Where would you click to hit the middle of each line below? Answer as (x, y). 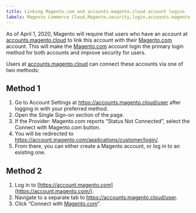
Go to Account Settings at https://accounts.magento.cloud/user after (98, 103)
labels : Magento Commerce (38, 17)
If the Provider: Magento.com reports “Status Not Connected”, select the (102, 121)
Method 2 (24, 171)
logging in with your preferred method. (61, 109)
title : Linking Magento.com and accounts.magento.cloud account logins (95, 11)
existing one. (30, 153)
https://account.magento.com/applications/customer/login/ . (87, 140)
